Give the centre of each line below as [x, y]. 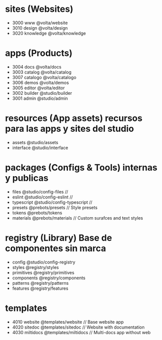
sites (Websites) [39, 9]
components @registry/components [49, 278]
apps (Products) [39, 53]
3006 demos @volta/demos [40, 82]
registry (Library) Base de [59, 238]
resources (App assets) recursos [74, 118]
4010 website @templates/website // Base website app [68, 322]
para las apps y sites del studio [70, 129]
